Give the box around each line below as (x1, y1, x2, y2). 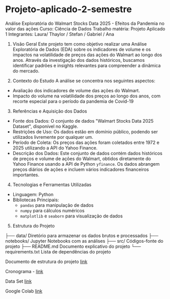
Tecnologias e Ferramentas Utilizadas (12, 181, 92, 188)
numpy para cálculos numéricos (20, 207, 85, 213)
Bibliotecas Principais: (12, 197, 59, 203)
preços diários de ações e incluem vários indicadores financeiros (12, 166, 149, 172)
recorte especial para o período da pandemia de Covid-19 (12, 98, 134, 104)
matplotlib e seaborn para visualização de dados (20, 213, 123, 219)
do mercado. (12, 67, 40, 74)
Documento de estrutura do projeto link (5, 258, 88, 265)
